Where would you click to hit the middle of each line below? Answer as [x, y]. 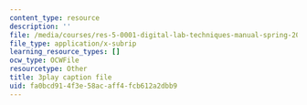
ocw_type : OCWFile [44, 60]
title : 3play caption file [61, 78]
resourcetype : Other [49, 69]
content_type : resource [55, 18]
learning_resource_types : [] [65, 52]
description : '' [40, 26]
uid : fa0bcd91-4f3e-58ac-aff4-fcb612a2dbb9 [94, 86]
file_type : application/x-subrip [73, 43]
